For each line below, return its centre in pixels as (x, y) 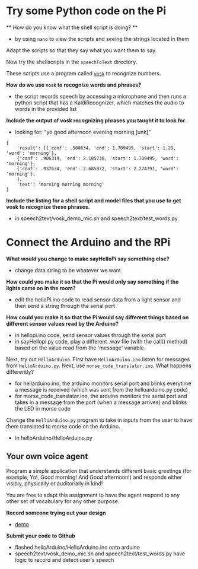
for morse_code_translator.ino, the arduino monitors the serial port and (101, 396)
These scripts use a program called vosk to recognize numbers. (84, 73)
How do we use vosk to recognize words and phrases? (74, 85)
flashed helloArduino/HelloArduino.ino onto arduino (77, 547)
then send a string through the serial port (65, 306)
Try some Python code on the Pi (86, 11)
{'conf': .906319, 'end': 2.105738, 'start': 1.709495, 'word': (98, 158)
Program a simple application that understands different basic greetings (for (99, 471)
